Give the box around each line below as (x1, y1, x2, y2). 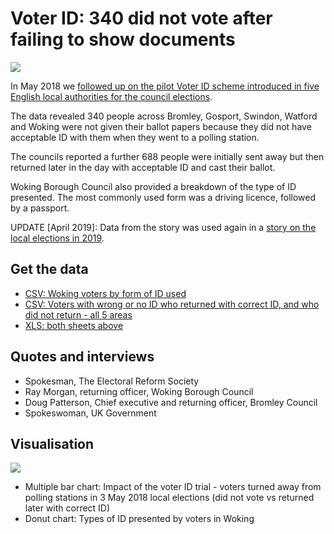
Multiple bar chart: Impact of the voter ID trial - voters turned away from (24, 481, 322, 493)
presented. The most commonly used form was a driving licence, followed (10, 191, 317, 203)
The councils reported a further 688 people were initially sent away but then (10, 150, 325, 162)
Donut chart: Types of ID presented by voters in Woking (24, 513, 255, 525)
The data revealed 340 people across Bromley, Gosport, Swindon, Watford (10, 110, 318, 122)
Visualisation (10, 435, 95, 452)
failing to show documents (10, 28, 236, 51)
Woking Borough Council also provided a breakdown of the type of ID (10, 180, 297, 192)
